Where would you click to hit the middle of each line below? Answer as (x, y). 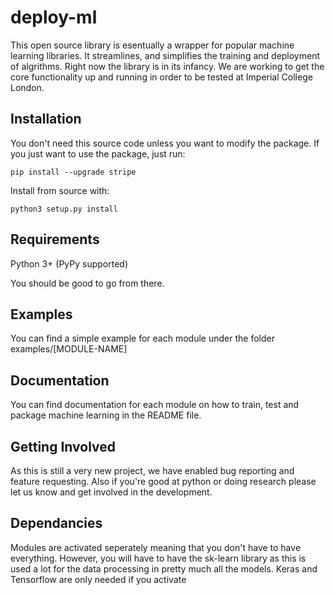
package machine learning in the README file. (106, 415)
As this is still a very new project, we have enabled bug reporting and (152, 470)
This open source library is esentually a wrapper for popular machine (152, 45)
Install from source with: (60, 190)
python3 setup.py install (64, 209)
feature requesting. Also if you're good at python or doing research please (163, 481)
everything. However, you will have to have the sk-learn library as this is (158, 558)
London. (27, 87)
